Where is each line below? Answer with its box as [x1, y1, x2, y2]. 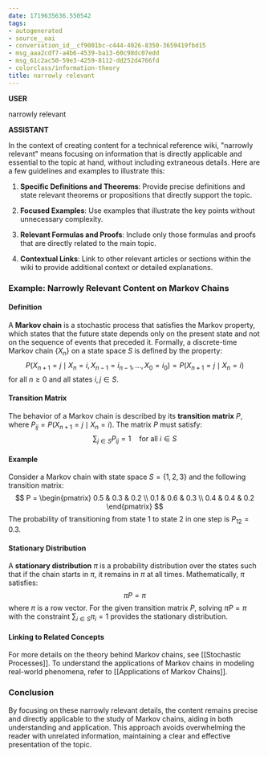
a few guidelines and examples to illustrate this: [8, 166, 165, 175]
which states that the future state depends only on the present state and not [8, 329, 260, 338]
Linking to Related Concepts [8, 632, 104, 641]
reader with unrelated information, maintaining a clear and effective [8, 730, 231, 740]
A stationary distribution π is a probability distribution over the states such [8, 561, 257, 571]
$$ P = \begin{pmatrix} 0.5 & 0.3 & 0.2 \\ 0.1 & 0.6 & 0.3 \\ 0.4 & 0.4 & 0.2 [14, 493, 255, 503]
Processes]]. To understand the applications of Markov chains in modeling [8, 658, 254, 668]
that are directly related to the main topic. [19, 238, 156, 248]
